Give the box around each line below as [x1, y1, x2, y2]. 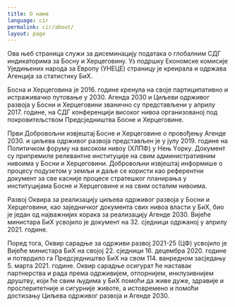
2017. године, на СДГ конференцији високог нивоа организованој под [7, 108, 218, 116]
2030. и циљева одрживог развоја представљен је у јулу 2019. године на [7, 137, 228, 145]
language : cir [7, 17, 49, 24]
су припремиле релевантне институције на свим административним [7, 152, 216, 160]
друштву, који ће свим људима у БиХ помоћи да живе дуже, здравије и [7, 277, 224, 285]
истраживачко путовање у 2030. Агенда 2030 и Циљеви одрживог [7, 93, 210, 102]
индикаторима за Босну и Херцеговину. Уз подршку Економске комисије [7, 57, 228, 66]
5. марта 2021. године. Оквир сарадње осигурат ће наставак [7, 262, 192, 270]
